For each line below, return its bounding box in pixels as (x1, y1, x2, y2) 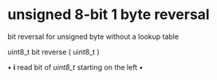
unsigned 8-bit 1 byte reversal (7, 6, 210, 24)
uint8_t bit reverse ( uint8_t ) (7, 47, 101, 56)
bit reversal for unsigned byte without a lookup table (7, 32, 180, 41)
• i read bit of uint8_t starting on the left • (7, 62, 144, 72)
